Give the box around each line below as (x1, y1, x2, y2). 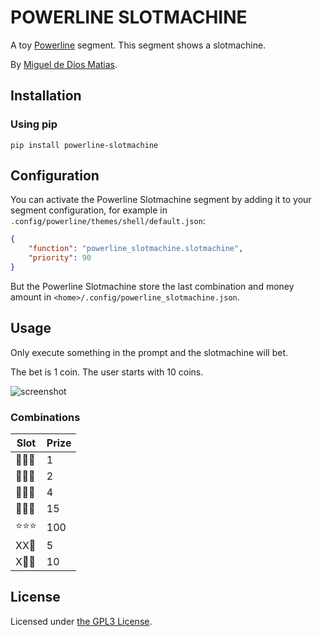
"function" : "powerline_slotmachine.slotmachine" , (28, 244, 244, 254)
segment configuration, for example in (10, 204, 168, 216)
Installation (10, 87, 82, 105)
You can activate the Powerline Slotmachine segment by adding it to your (10, 194, 312, 206)
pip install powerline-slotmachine (10, 140, 159, 150)
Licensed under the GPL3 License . (10, 615, 153, 627)
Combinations (10, 410, 81, 424)
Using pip (10, 117, 58, 131)
